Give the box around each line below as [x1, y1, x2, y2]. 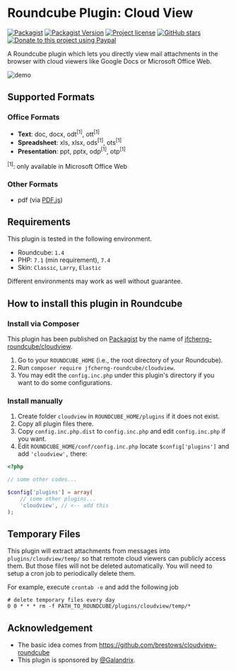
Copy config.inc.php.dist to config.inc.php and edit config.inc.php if [17, 427, 226, 436]
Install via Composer [7, 319, 80, 328]
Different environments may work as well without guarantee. [7, 277, 183, 285]
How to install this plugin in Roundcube [7, 297, 183, 309]
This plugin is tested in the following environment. [7, 234, 153, 243]
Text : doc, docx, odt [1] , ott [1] [17, 129, 100, 138]
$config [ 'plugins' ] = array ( [7, 489, 93, 496]
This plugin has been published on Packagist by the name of [7, 335, 184, 343]
